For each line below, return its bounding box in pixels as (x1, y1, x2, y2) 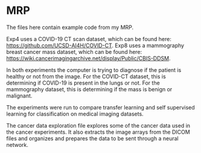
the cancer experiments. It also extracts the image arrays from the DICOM (6, 128, 190, 135)
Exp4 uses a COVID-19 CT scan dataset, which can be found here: (6, 35, 172, 42)
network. (6, 141, 29, 148)
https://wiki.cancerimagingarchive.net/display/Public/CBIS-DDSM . (6, 54, 171, 62)
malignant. (6, 92, 33, 99)
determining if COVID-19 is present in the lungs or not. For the (6, 79, 160, 86)
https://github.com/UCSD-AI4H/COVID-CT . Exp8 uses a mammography (6, 42, 185, 49)
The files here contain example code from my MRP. (6, 24, 134, 31)
